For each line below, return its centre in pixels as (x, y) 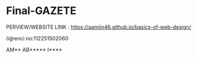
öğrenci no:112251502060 (37, 38)
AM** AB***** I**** (34, 50)
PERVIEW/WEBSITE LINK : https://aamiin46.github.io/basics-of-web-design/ (98, 27)
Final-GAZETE (41, 11)
